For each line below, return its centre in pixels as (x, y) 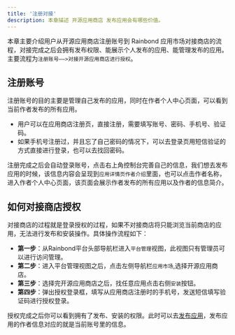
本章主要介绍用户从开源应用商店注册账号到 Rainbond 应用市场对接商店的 (112, 41)
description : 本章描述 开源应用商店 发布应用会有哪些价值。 (86, 20)
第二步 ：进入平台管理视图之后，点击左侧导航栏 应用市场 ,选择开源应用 (114, 266)
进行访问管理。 (45, 257)
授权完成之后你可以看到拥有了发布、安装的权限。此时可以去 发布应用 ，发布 (114, 315)
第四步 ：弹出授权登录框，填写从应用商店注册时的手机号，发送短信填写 (119, 292)
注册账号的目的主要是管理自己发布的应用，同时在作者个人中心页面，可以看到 (117, 100)
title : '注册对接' (32, 14)
